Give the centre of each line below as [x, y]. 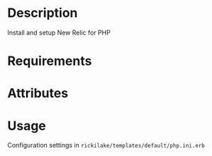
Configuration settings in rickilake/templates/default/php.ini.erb [106, 145]
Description [43, 13]
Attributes [38, 94]
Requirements [50, 61]
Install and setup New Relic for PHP [59, 32]
